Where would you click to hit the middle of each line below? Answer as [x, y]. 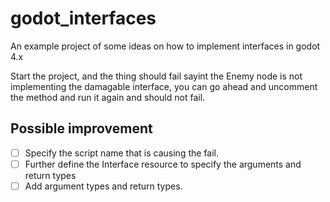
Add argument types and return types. [103, 186]
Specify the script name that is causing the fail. [122, 153]
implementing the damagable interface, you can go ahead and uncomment [164, 86]
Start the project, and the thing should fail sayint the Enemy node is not [156, 76]
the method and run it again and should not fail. [108, 97]
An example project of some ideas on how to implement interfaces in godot [165, 46]
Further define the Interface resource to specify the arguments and [163, 164]
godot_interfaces [83, 18]
